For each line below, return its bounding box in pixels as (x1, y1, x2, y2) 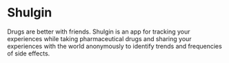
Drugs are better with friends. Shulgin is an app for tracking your (7, 27, 191, 36)
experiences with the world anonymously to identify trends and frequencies (7, 42, 222, 50)
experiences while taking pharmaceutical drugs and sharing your (7, 34, 192, 42)
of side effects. (7, 49, 50, 58)
